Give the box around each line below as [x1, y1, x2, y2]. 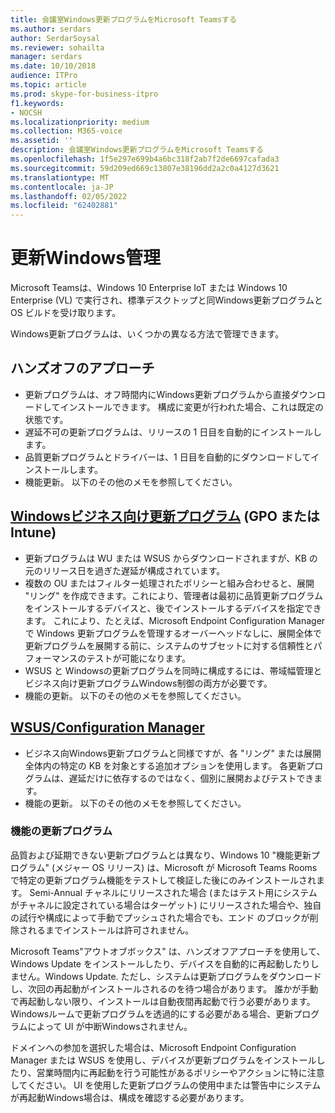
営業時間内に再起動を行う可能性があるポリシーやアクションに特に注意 [36, 1066, 325, 1078]
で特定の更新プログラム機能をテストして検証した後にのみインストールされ [10, 874, 317, 886]
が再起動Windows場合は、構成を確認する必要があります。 [10, 1091, 250, 1103]
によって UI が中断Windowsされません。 [27, 1020, 193, 1032]
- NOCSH [10, 107, 43, 118]
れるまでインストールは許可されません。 [27, 924, 195, 936]
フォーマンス [24, 652, 78, 664]
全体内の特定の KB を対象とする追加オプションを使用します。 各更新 [24, 759, 307, 771]
